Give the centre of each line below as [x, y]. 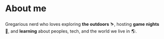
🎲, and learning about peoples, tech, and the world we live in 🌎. [71, 31]
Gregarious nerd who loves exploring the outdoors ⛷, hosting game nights [82, 24]
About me [26, 9]
